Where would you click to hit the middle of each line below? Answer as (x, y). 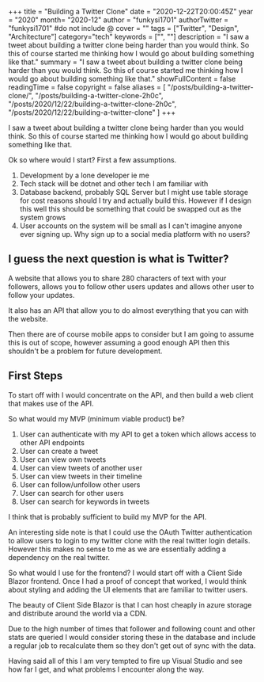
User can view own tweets (63, 459)
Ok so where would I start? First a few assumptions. (92, 160)
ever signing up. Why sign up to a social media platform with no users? (135, 234)
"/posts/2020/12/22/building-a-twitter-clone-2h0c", (92, 104)
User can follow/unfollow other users (80, 484)
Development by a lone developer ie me (85, 175)
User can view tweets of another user (81, 467)
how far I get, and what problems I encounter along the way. (106, 669)
